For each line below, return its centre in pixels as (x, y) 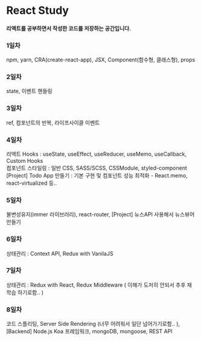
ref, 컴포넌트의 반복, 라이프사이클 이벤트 (53, 123)
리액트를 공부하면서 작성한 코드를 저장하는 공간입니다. (69, 28)
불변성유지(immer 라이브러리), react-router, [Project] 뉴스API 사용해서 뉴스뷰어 (101, 214)
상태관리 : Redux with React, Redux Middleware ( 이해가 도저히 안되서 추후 (96, 285)
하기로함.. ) (30, 292)
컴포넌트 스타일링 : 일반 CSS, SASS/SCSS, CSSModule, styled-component (97, 168)
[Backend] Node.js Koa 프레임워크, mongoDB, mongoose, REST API (90, 331)
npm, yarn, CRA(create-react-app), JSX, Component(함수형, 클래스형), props (101, 60)
